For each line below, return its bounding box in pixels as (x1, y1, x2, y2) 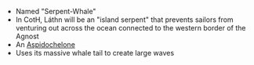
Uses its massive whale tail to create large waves (15, 49, 175, 57)
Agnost (15, 31, 39, 41)
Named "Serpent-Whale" (15, 7, 96, 16)
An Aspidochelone (15, 40, 76, 49)
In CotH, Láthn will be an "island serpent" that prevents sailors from (15, 15, 234, 24)
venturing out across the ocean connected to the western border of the (15, 23, 246, 32)
